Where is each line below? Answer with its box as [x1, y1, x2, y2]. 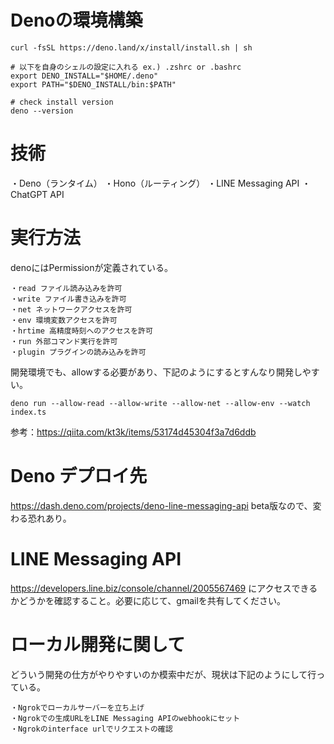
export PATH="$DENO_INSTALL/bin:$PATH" [10, 79, 177, 90]
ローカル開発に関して [10, 633, 186, 656]
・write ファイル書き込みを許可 [10, 294, 127, 304]
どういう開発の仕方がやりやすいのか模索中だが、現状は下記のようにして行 [10, 668, 317, 680]
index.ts [10, 407, 47, 417]
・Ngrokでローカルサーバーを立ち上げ [10, 702, 145, 713]
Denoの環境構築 [10, 9, 143, 32]
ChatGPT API [10, 188, 65, 200]
